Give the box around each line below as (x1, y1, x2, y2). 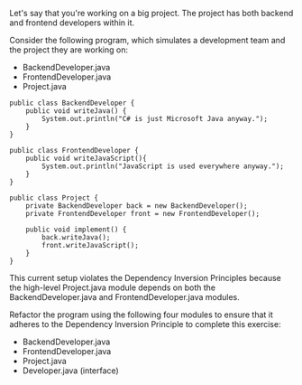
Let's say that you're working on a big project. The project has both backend (9, 8, 294, 18)
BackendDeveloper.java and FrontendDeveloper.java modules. (9, 292, 241, 302)
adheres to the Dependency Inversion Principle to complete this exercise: (9, 319, 281, 329)
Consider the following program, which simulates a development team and (9, 35, 286, 45)
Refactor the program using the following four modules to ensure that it (9, 309, 273, 320)
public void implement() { (25, 225, 127, 234)
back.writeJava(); (41, 233, 111, 242)
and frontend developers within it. (9, 17, 135, 28)
